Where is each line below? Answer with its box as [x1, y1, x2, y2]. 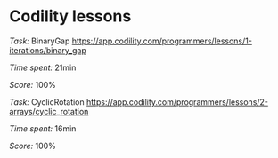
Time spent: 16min [9, 122, 77, 134]
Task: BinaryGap [9, 36, 70, 46]
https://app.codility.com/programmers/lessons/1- [71, 36, 252, 46]
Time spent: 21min [9, 62, 77, 73]
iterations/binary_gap [9, 44, 86, 55]
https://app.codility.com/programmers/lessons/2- [86, 96, 269, 107]
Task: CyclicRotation [9, 96, 85, 107]
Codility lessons [9, 6, 132, 27]
